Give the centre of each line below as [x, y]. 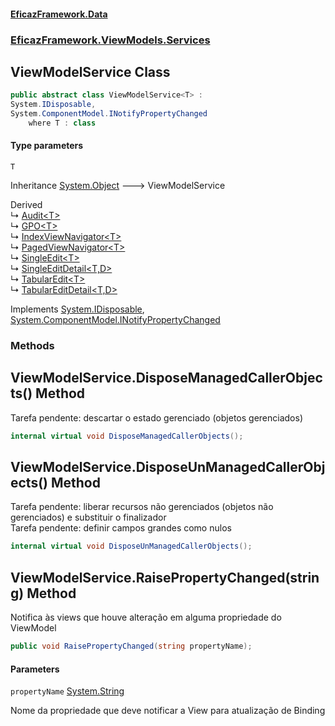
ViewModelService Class [90, 71]
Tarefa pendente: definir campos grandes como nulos [121, 528]
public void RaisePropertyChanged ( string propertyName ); [131, 646]
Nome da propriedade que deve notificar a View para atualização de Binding [168, 711]
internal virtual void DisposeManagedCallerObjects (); [127, 436]
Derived [26, 205]
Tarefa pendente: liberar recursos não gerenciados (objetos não [142, 507]
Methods [32, 345]
